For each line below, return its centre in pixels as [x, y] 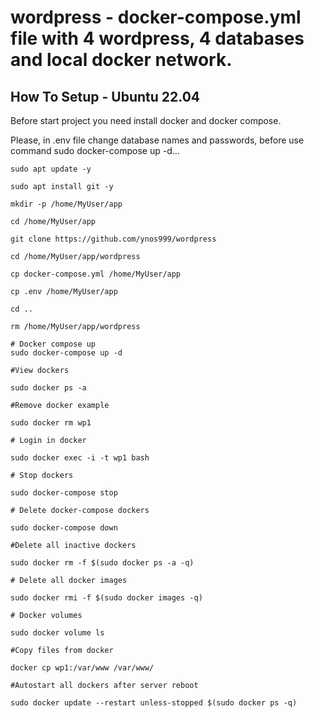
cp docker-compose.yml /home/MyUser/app [96, 274]
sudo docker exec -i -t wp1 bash [80, 458]
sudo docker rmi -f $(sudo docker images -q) [106, 598]
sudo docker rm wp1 [51, 423]
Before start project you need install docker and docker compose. [146, 120]
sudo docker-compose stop [64, 493]
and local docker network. [121, 60]
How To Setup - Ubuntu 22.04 [105, 96]
